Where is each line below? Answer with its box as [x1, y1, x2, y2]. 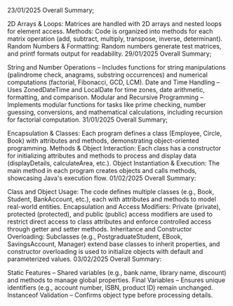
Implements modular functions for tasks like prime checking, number [7, 101, 206, 108]
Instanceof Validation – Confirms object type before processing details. [7, 291, 213, 299]
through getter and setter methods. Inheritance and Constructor [7, 225, 192, 233]
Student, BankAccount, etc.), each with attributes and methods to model [7, 195, 216, 203]
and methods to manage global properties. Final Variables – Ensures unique [7, 276, 226, 284]
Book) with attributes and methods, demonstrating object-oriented [7, 136, 199, 145]
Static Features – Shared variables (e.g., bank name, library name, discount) [7, 269, 227, 276]
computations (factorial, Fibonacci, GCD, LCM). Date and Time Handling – [7, 78, 220, 87]
